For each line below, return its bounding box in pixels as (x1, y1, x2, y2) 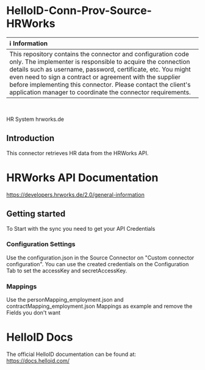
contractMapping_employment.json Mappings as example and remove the (6, 303, 193, 310)
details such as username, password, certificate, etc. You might (9, 65, 191, 73)
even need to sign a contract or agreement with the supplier (9, 73, 181, 81)
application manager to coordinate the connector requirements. (9, 88, 191, 96)
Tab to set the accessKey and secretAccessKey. (6, 267, 128, 274)
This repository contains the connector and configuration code (9, 49, 189, 58)
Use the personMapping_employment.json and (6, 296, 124, 303)
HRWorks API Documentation (6, 170, 159, 184)
